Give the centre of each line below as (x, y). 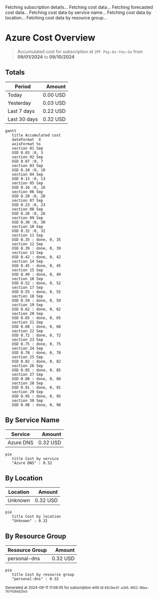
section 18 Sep (27, 296)
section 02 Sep (27, 157)
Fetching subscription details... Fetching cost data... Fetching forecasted (79, 7)
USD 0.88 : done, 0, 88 (36, 379)
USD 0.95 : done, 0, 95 (36, 396)
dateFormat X (26, 139)
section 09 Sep (27, 218)
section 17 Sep (27, 287)
